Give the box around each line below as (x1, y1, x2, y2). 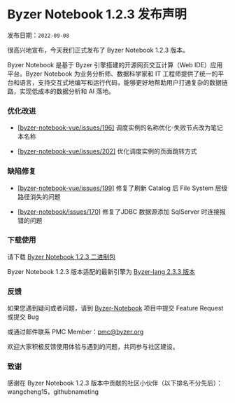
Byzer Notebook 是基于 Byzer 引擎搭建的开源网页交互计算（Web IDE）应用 (7, 60, 223, 69)
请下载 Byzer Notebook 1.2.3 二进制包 (7, 252, 115, 261)
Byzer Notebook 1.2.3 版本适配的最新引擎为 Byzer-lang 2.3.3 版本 (7, 267, 196, 275)
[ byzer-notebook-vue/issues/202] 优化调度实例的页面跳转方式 (17, 147, 197, 156)
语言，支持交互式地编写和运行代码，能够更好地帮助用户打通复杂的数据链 (19, 78, 228, 86)
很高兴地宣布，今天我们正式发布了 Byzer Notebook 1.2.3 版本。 (7, 46, 189, 54)
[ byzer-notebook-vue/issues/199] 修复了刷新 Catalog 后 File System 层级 (17, 184, 228, 192)
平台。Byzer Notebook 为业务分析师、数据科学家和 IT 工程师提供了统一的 (7, 69, 218, 78)
